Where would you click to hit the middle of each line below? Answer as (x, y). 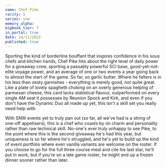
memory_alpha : (20, 23)
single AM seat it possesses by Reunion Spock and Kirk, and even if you (79, 98)
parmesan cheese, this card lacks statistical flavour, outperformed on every (82, 92)
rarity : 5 (15, 14)
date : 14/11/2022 (23, 38)
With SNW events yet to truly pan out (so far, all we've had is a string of (78, 118)
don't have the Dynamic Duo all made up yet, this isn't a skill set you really (81, 103)
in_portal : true (22, 33)
